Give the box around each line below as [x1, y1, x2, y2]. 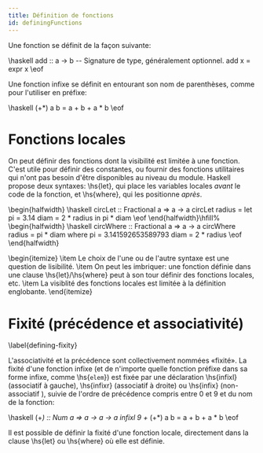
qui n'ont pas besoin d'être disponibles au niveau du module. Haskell [8, 173, 232, 182]
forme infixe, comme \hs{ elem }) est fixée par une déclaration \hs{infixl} [8, 373, 238, 382]
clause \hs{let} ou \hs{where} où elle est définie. [8, 436, 165, 446]
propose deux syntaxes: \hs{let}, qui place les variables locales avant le [8, 182, 241, 191]
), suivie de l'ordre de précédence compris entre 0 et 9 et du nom [41, 389, 253, 399]
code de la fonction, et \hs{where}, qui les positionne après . [8, 190, 203, 199]
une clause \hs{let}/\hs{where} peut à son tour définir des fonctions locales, [8, 271, 255, 280]
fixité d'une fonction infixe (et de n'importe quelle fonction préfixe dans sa [8, 364, 248, 374]
